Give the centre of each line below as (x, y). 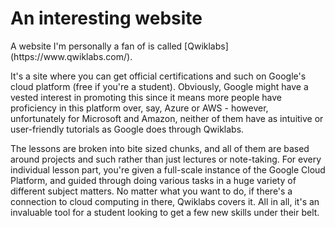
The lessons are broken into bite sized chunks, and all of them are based (160, 148)
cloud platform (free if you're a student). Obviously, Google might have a (159, 86)
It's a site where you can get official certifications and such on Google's (158, 76)
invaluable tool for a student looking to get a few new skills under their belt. (165, 212)
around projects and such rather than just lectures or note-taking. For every (166, 159)
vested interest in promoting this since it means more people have (146, 97)
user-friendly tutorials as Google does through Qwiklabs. (127, 129)
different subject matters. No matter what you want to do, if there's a (151, 191)
